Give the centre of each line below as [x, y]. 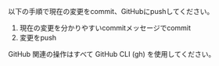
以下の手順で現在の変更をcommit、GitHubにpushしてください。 [111, 11]
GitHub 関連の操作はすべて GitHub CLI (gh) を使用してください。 [112, 54]
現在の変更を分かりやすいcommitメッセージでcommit [105, 28]
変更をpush [38, 38]
